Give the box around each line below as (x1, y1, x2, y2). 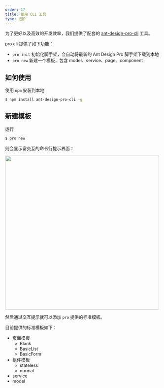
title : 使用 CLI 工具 (5, 12, 47, 17)
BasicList (19, 346, 38, 352)
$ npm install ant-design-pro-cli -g (5, 97, 83, 102)
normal (19, 367, 34, 373)
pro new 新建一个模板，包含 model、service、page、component (12, 58, 143, 64)
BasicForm (19, 351, 42, 357)
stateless (19, 362, 38, 368)
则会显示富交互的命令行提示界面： (5, 145, 74, 151)
